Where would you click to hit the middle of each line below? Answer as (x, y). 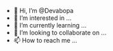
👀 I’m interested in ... (42, 18)
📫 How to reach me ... (45, 40)
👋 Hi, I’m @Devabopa (43, 11)
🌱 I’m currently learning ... (50, 25)
